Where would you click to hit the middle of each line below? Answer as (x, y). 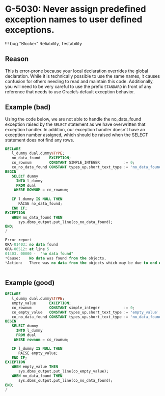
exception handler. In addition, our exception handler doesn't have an (75, 129)
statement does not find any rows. (40, 140)
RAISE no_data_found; (40, 204)
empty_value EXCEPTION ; (41, 303)
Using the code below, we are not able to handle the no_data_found (73, 119)
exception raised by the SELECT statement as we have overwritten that (75, 124)
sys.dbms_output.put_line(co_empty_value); (63, 371)
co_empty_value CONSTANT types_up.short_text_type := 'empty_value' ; (86, 312)
